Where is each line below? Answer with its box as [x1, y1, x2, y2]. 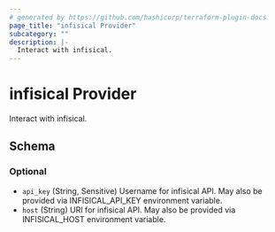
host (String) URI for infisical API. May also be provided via [21, 205, 236, 215]
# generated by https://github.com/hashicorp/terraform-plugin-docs [9, 12, 267, 22]
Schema [9, 139, 56, 154]
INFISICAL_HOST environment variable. [21, 213, 166, 224]
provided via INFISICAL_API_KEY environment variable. [21, 195, 223, 205]
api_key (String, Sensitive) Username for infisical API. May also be [21, 185, 263, 196]
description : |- [9, 37, 69, 47]
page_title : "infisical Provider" [9, 21, 137, 30]
